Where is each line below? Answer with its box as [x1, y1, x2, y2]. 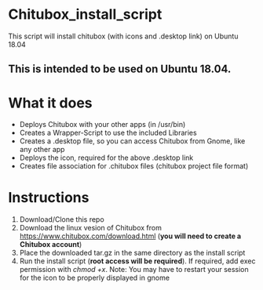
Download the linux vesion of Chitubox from [19, 223, 163, 233]
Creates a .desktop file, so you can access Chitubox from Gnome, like [19, 136, 246, 146]
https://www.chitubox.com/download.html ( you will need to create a [19, 231, 242, 241]
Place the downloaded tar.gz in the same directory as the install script [19, 248, 246, 258]
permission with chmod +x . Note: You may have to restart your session [19, 265, 249, 274]
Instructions [8, 189, 89, 207]
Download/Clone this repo [19, 215, 104, 224]
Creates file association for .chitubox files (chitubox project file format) [19, 161, 249, 171]
